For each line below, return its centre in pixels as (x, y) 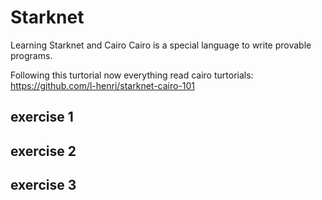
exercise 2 (43, 151)
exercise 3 (43, 185)
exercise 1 (42, 117)
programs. (31, 55)
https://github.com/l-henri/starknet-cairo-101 (103, 85)
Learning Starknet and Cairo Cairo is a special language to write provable (161, 45)
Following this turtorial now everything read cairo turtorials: (132, 75)
